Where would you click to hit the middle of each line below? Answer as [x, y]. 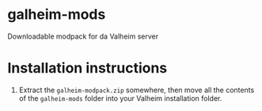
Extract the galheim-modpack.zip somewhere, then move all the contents [137, 90]
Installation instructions [87, 68]
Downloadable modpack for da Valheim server [83, 36]
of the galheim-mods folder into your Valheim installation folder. [120, 98]
